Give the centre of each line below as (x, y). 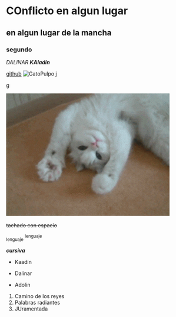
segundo (19, 50)
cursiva (16, 251)
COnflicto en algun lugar (67, 11)
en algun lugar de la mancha (59, 33)
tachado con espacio (32, 225)
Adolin (22, 285)
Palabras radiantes (37, 303)
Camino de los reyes (39, 296)
